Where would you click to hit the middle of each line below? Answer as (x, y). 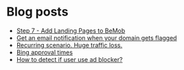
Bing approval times (45, 52)
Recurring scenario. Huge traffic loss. (69, 45)
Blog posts (37, 12)
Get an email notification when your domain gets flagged (96, 37)
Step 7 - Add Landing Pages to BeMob (71, 31)
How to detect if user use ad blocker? (69, 59)
